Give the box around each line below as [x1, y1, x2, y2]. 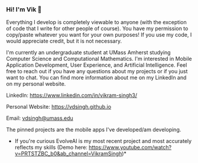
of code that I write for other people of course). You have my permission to [6, 25, 189, 32]
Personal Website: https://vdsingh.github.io [6, 103, 111, 110]
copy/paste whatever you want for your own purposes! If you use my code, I [6, 31, 192, 38]
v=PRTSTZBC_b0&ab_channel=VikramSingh [14, 150, 122, 157]
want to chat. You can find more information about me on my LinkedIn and [6, 74, 187, 81]
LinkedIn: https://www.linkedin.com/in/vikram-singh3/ [6, 92, 138, 99]
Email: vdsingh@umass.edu [6, 115, 74, 122]
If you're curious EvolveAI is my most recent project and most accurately [14, 138, 192, 145]
